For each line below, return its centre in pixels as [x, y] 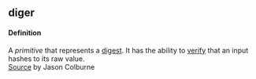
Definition [25, 32]
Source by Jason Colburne [52, 66]
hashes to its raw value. [46, 59]
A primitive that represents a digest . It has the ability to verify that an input [128, 50]
